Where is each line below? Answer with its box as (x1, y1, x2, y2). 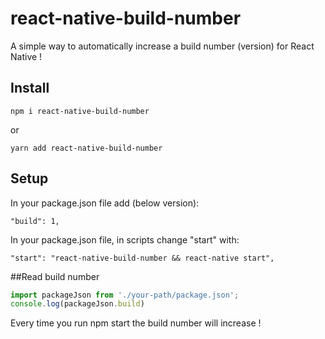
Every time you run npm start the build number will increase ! (10, 317, 262, 329)
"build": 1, (10, 216, 60, 226)
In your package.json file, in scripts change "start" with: (10, 233, 240, 246)
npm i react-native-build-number (10, 106, 150, 116)
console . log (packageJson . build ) (10, 299, 145, 309)
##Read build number (10, 270, 100, 282)
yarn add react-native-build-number (10, 143, 163, 153)
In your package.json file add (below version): (10, 197, 200, 209)
